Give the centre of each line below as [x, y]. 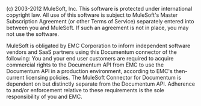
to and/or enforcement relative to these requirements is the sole [85, 90]
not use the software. [32, 34]
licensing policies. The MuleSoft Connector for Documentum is [104, 78]
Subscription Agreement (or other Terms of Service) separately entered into [100, 21]
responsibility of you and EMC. [44, 96]
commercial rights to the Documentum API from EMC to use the [85, 65]
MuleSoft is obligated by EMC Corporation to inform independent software [98, 46]
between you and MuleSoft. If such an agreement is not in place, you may [97, 28]
